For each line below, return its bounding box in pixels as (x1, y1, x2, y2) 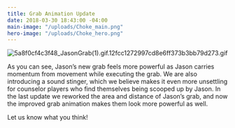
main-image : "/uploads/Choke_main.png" (7, 23, 124, 30)
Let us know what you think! (7, 113, 89, 122)
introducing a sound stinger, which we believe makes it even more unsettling (7, 78, 228, 86)
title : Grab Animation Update (7, 10, 96, 17)
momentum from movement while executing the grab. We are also (7, 70, 198, 78)
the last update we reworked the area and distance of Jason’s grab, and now (7, 92, 228, 101)
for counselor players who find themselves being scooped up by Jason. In (7, 85, 221, 93)
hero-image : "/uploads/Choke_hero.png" (7, 29, 124, 37)
